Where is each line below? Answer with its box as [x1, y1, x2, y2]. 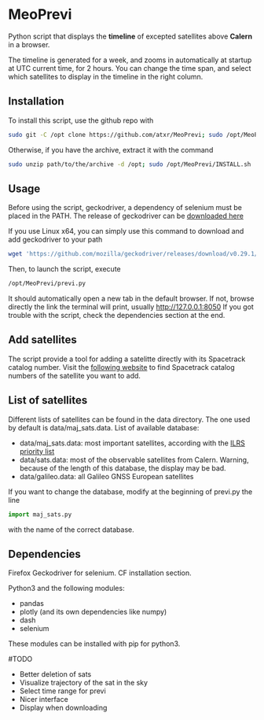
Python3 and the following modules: [8, 584, 125, 593]
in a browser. [8, 39, 50, 49]
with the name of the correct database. [8, 525, 135, 534]
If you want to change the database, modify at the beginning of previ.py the [8, 486, 253, 497]
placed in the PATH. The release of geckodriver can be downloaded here [8, 211, 244, 221]
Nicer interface [19, 695, 68, 704]
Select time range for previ [19, 686, 106, 696]
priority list [19, 446, 55, 456]
